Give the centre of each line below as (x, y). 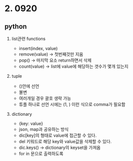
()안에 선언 (29, 86)
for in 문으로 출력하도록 (41, 153)
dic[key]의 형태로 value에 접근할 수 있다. (58, 135)
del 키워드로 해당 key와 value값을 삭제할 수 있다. (65, 141)
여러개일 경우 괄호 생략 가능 (45, 98)
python (16, 27)
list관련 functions (28, 39)
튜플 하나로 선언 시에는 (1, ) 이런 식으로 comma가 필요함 (72, 104)
